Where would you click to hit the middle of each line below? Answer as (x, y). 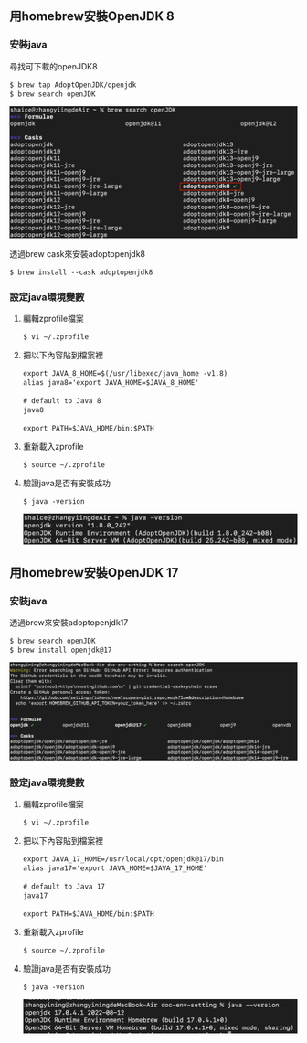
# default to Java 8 (62, 401)
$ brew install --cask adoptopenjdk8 (81, 272)
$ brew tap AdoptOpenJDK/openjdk (73, 85)
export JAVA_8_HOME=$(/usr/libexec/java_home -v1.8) (125, 374)
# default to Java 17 (64, 886)
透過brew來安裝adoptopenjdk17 (69, 622)
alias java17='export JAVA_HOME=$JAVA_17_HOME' (115, 868)
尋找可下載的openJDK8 (53, 66)
